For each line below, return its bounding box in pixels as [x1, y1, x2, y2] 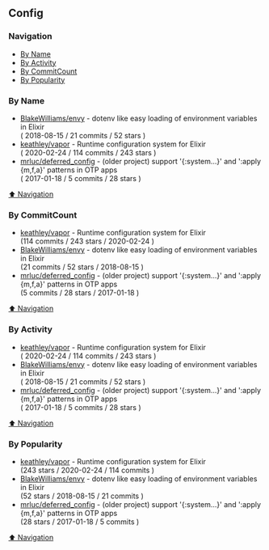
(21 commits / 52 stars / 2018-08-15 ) [19, 262, 144, 272]
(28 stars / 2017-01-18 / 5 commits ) [19, 517, 140, 527]
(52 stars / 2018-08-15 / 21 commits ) [19, 491, 144, 501]
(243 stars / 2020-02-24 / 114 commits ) [19, 465, 155, 475]
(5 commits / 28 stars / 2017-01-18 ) [19, 288, 140, 298]
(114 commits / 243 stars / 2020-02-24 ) [19, 236, 155, 246]
